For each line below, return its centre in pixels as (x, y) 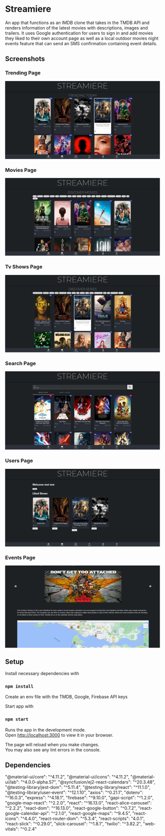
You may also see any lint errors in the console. (53, 750)
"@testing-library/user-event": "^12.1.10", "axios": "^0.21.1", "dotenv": (74, 793)
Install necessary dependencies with (42, 674)
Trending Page (23, 73)
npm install (19, 686)
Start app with (19, 706)
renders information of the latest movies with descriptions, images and (77, 27)
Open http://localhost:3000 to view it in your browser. (59, 735)
